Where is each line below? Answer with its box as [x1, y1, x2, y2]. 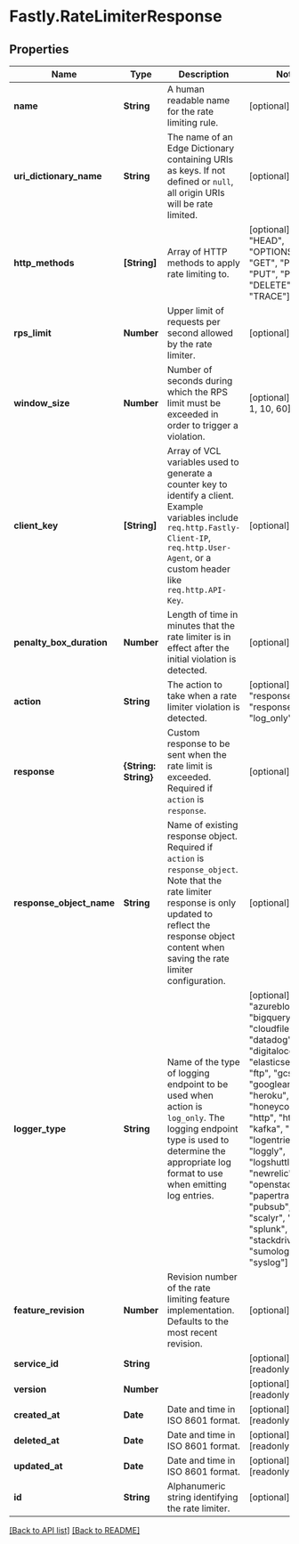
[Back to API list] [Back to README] [9, 1525, 141, 1535]
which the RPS [167, 386, 229, 398]
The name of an [167, 131, 233, 143]
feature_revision [13, 1304, 85, 1316]
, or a [190, 552, 212, 564]
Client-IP [167, 533, 209, 543]
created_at [13, 1409, 61, 1421]
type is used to [167, 1134, 230, 1146]
